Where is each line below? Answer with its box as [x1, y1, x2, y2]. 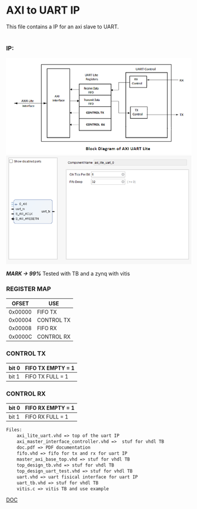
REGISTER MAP [6, 285, 51, 293]
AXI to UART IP [6, 4, 81, 17]
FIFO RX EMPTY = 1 [25, 404, 75, 412]
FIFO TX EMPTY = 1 [25, 364, 75, 371]
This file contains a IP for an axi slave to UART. [6, 23, 119, 30]
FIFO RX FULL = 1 [25, 413, 69, 420]
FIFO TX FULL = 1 [25, 373, 69, 380]
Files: [6, 427, 22, 433]
